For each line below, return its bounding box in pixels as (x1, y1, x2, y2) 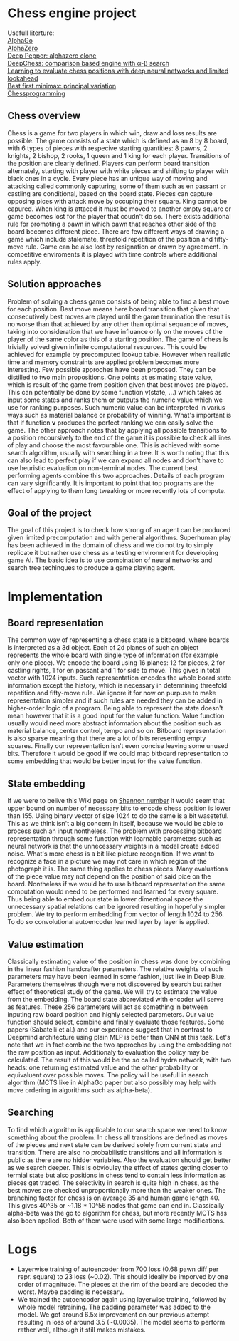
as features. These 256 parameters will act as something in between (7, 1003, 208, 1011)
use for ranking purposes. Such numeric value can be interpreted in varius (7, 403, 225, 411)
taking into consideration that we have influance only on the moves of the (7, 327, 223, 336)
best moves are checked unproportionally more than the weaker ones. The (7, 1186, 226, 1194)
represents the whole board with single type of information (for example (7, 651, 218, 660)
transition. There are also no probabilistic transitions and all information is (7, 1148, 223, 1156)
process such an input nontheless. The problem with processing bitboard (7, 827, 222, 835)
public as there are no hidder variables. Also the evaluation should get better (7, 1156, 232, 1164)
